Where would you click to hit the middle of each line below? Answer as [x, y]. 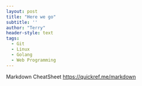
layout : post [22, 11]
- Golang [22, 55]
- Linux [21, 49]
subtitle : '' [22, 22]
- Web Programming [34, 60]
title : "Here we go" [31, 17]
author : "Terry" [26, 28]
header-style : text [30, 33]
